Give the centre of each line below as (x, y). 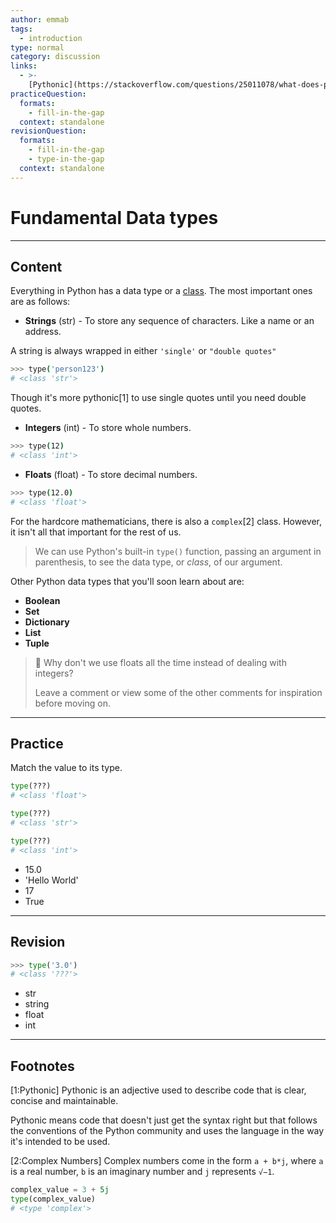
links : (24, 66)
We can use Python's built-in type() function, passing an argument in (178, 551)
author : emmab (40, 19)
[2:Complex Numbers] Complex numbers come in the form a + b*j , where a (167, 1161)
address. (43, 332)
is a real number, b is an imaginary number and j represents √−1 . (142, 1172)
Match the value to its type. (66, 768)
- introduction (51, 38)
